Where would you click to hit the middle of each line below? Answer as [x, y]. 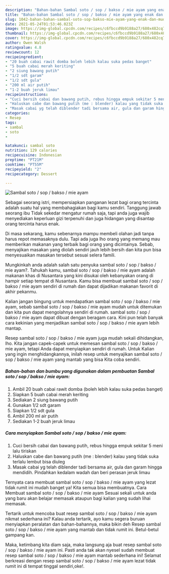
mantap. [14, 328]
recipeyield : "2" [23, 169]
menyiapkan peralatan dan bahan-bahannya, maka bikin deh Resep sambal [83, 524]
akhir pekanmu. [21, 292]
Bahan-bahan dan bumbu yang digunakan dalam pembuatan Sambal [80, 371]
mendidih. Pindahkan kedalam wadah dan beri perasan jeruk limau [81, 473]
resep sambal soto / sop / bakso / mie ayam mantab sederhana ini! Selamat [83, 555]
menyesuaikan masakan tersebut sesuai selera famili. [60, 255]
